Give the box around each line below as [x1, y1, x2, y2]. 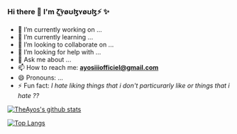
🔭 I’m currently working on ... [17, 25, 102, 34]
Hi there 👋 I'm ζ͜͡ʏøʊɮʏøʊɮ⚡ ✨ [7, 6, 110, 16]
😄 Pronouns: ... [17, 73, 64, 82]
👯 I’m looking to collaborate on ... [17, 40, 114, 49]
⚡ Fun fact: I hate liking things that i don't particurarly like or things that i [17, 81, 230, 90]
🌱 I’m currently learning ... [17, 33, 94, 42]
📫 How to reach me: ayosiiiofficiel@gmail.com [17, 63, 159, 72]
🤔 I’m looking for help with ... [17, 48, 101, 56]
